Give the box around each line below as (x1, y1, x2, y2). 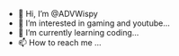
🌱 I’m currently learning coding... (17, 28, 139, 37)
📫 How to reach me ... (17, 37, 102, 48)
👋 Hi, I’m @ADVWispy (17, 9, 99, 19)
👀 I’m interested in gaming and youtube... (17, 18, 171, 28)
